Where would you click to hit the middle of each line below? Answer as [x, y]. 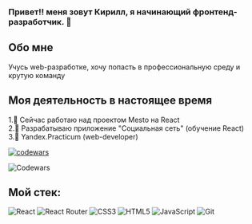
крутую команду [37, 75]
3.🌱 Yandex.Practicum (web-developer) [73, 136]
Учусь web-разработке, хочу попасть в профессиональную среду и [124, 67]
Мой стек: [35, 193]
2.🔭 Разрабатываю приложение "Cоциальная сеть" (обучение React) [126, 128]
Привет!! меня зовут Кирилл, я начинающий [100, 12]
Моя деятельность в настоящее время [110, 101]
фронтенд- [215, 12]
